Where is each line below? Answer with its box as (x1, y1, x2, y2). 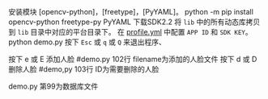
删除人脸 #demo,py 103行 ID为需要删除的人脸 (8, 64, 160, 74)
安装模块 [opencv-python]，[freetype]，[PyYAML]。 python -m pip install (8, 7, 253, 16)
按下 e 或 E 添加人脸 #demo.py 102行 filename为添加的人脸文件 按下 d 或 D (8, 55, 257, 64)
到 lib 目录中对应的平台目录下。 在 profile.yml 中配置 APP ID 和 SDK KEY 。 (8, 27, 253, 36)
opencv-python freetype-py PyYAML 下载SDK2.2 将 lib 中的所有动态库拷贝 (8, 17, 261, 27)
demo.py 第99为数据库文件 (8, 81, 99, 91)
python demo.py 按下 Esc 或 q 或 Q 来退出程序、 (8, 37, 166, 47)
